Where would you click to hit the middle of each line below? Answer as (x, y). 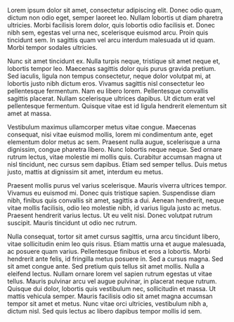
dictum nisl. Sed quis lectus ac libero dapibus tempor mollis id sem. (105, 311)
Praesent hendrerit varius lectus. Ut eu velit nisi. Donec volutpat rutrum (110, 215)
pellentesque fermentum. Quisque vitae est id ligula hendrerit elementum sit (117, 106)
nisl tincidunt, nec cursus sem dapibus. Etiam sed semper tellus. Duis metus (117, 164)
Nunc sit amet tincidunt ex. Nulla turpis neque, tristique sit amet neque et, (114, 61)
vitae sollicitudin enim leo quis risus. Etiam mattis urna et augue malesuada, (117, 244)
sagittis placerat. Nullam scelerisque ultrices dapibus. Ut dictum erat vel (111, 98)
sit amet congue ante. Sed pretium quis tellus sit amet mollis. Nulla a (106, 266)
